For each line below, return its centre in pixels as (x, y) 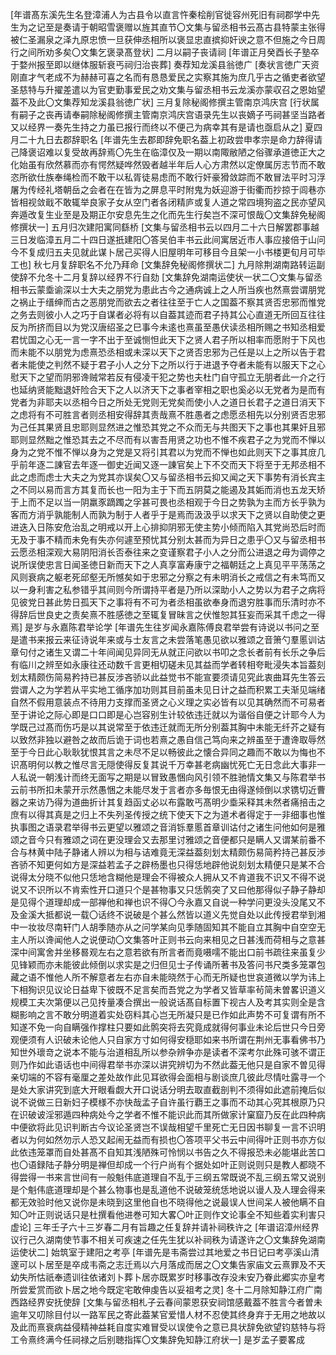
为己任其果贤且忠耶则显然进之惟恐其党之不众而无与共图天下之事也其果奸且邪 (168, 427)
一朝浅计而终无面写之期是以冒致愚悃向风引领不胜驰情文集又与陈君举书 (181, 777)
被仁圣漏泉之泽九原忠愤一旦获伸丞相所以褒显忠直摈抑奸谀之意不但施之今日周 (168, 39)
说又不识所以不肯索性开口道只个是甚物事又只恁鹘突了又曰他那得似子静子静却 (168, 889)
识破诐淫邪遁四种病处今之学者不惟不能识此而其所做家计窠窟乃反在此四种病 (172, 1114)
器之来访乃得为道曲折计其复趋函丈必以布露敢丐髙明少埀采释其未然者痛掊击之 (168, 802)
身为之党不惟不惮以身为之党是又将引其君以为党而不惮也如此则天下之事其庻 (163, 452)
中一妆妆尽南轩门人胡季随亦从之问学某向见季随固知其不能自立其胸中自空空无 (168, 927)
